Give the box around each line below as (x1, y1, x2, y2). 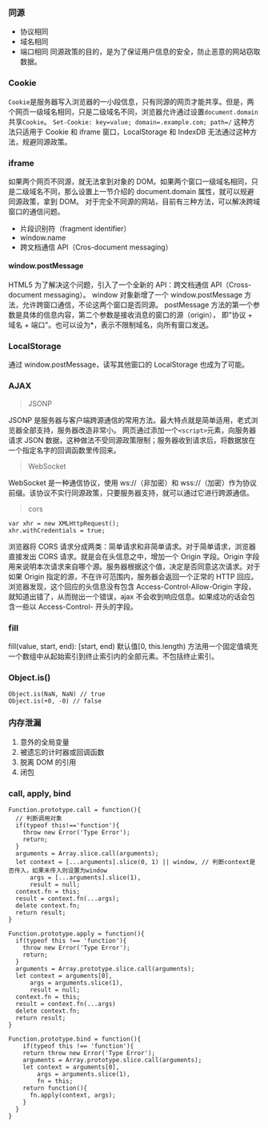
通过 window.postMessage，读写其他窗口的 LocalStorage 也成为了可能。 (8, 359, 250, 370)
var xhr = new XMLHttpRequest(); (8, 519, 120, 527)
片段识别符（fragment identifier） (19, 223, 131, 233)
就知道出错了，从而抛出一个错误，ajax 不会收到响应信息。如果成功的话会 (8, 591, 248, 601)
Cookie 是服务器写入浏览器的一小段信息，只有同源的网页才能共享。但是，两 (8, 96, 254, 106)
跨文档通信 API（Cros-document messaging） (19, 242, 173, 252)
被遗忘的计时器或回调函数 (19, 747, 105, 757)
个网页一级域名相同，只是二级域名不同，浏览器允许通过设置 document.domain (8, 107, 258, 116)
